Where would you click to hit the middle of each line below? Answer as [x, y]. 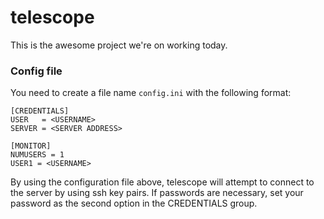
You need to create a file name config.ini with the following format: [151, 93]
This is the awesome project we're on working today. [119, 45]
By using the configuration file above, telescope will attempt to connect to [162, 182]
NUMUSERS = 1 [37, 155]
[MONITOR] [31, 146]
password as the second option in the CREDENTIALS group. [134, 203]
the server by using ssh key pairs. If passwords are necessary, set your [157, 193]
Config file [36, 71]
